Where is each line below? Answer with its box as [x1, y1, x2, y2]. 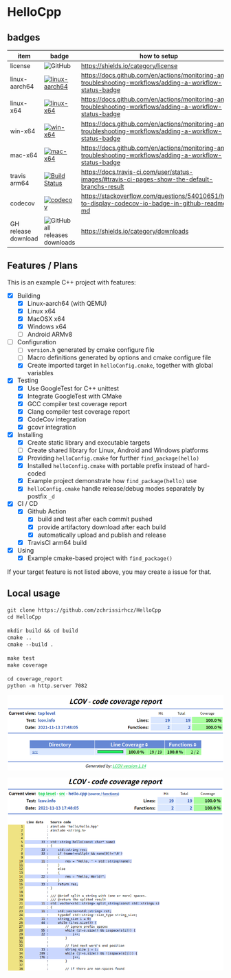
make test [7, 654, 36, 662]
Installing [16, 430, 43, 438]
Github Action [27, 507, 67, 515]
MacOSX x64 [27, 315, 65, 323]
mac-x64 [10, 151, 38, 159]
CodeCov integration [27, 415, 87, 423]
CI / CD [16, 500, 38, 508]
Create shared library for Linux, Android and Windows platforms [27, 446, 209, 454]
